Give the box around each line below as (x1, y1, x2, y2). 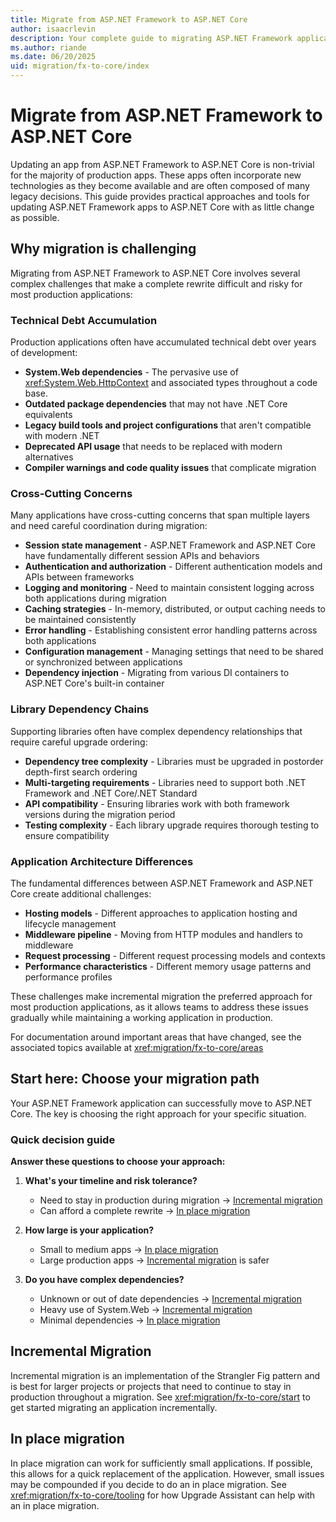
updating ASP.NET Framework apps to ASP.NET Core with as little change (10, 201, 315, 213)
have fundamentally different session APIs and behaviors (24, 550, 260, 562)
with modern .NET (24, 430, 100, 442)
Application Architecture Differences (10, 854, 194, 868)
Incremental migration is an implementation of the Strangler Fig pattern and (10, 1369, 321, 1381)
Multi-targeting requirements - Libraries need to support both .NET (24, 776, 307, 788)
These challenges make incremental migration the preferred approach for (10, 990, 313, 1002)
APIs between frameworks (24, 571, 135, 583)
